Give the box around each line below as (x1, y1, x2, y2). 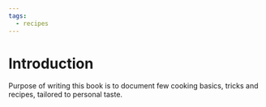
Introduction (8, 54, 94, 73)
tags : (8, 11, 27, 20)
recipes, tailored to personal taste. (8, 90, 123, 100)
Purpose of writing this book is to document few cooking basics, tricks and (8, 81, 259, 91)
